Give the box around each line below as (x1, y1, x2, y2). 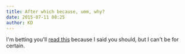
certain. (6, 42, 25, 49)
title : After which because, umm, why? (6, 8, 105, 15)
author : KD (6, 20, 33, 26)
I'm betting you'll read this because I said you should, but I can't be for (6, 36, 179, 43)
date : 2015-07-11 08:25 (6, 14, 65, 20)
